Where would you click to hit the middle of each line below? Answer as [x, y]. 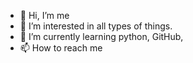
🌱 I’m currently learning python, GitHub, [101, 36]
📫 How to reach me [61, 48]
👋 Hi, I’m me [44, 15]
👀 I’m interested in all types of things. [96, 26]
